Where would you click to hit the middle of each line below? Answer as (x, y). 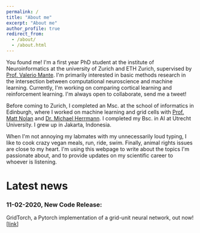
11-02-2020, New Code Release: (54, 204)
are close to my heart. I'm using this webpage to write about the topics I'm (98, 149)
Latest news (37, 186)
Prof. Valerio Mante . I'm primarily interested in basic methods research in (96, 75)
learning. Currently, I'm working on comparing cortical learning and (89, 87)
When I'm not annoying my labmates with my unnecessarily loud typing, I (96, 136)
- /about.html (29, 46)
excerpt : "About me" (32, 23)
